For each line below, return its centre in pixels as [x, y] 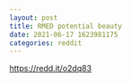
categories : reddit [46, 43]
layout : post [34, 18]
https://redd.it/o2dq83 [51, 68]
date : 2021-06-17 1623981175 [64, 34]
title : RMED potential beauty [66, 26]
